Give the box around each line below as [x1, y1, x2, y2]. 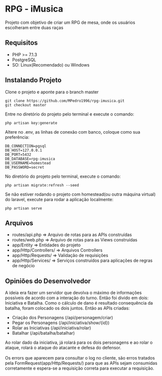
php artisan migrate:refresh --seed [5, 183, 79, 188]
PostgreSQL [12, 57, 36, 63]
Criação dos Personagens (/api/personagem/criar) [12, 315, 113, 321]
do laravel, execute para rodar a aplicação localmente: [5, 196, 113, 202]
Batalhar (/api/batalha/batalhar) [12, 330, 75, 336]
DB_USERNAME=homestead [5, 160, 51, 166]
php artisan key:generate [5, 120, 57, 125]
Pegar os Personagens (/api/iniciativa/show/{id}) [12, 320, 110, 326]
